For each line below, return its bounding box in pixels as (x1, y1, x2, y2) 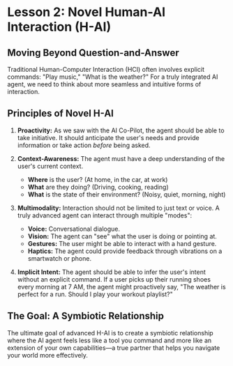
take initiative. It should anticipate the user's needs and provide (17, 133, 200, 142)
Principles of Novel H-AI (7, 107, 114, 119)
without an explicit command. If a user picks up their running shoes (17, 275, 211, 283)
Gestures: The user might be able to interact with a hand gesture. (27, 239, 217, 247)
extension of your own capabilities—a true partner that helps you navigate (7, 343, 220, 352)
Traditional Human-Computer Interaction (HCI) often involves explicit (7, 66, 204, 73)
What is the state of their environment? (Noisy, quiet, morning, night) (27, 190, 226, 199)
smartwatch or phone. (27, 254, 92, 262)
